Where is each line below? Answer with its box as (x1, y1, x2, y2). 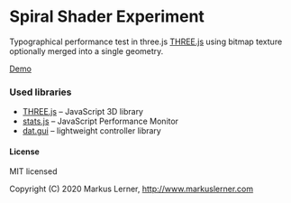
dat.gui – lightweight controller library (22, 125, 162, 136)
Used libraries (9, 86, 72, 98)
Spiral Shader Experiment (9, 6, 205, 27)
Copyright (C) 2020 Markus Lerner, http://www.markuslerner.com (9, 183, 254, 195)
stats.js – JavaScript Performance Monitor (22, 115, 178, 127)
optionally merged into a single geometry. (9, 45, 164, 56)
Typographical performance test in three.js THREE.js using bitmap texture (9, 36, 283, 47)
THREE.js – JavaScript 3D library (22, 106, 144, 117)
